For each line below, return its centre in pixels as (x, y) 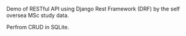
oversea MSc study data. (38, 15)
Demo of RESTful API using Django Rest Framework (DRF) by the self (93, 9)
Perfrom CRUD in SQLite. (38, 27)
